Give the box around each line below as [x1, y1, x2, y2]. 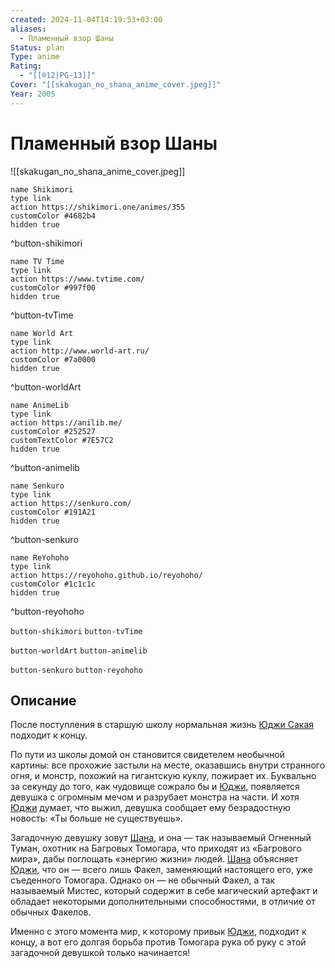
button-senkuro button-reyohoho [10, 665, 143, 675]
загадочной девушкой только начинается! [10, 947, 190, 959]
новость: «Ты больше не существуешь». [10, 812, 183, 825]
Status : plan [10, 42, 65, 53]
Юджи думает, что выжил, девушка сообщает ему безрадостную [10, 802, 291, 814]
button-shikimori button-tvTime [10, 626, 143, 636]
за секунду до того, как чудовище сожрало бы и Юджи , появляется [10, 781, 300, 793]
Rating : [10, 61, 43, 71]
